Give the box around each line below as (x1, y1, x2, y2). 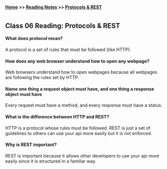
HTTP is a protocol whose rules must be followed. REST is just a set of (5, 125, 150, 131)
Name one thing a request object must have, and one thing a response (5, 85, 154, 92)
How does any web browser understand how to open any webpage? (5, 58, 149, 64)
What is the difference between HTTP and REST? (5, 113, 109, 119)
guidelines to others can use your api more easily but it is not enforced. (5, 130, 152, 136)
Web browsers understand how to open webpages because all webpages (5, 69, 157, 75)
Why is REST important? (5, 141, 57, 147)
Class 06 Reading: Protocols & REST (5, 21, 120, 30)
